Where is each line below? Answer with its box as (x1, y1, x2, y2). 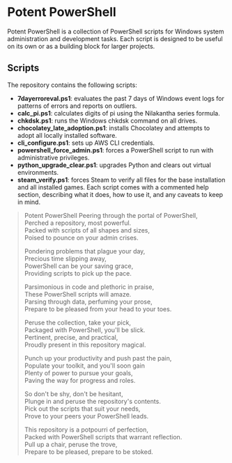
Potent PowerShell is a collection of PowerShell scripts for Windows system (7, 27, 224, 36)
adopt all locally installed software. (17, 131, 117, 139)
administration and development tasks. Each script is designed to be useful (7, 34, 223, 42)
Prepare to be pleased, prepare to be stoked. (24, 447, 153, 456)
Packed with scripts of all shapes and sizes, (24, 226, 150, 234)
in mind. (17, 198, 40, 206)
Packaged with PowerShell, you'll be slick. (24, 325, 146, 334)
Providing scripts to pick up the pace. (24, 269, 132, 277)
